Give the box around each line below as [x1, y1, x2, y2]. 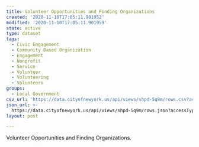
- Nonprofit [11, 58, 41, 64]
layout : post [6, 113, 38, 119]
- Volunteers [11, 80, 44, 86]
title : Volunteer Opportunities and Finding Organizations [6, 8, 155, 15]
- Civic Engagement [11, 42, 60, 48]
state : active [6, 25, 41, 31]
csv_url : [6, 96, 28, 102]
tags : [6, 36, 20, 42]
